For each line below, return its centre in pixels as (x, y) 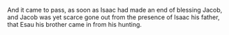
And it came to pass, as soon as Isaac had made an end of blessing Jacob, (115, 10)
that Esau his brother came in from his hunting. (74, 24)
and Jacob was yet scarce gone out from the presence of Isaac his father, (113, 17)
